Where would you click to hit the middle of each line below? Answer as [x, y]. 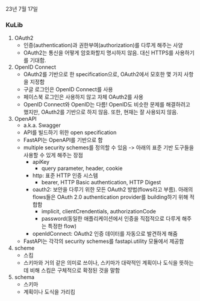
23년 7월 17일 [22, 9]
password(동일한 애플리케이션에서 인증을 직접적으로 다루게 [111, 219]
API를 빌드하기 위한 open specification [70, 132]
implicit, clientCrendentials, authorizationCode [98, 212]
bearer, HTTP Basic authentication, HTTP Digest [101, 183]
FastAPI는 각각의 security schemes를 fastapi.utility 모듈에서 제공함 [104, 241]
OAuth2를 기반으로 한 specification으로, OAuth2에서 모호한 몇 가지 [103, 74]
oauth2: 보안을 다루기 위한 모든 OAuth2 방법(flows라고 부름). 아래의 [113, 190]
